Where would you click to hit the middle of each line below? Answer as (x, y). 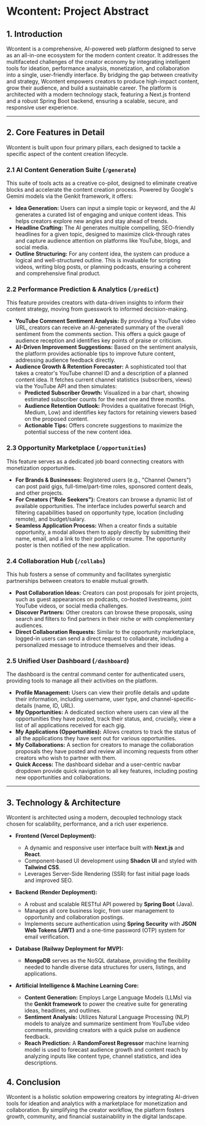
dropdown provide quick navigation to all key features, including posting (106, 771)
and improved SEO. (49, 880)
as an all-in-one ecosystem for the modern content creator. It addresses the (102, 55)
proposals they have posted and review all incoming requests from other (107, 751)
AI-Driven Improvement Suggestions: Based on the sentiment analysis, (106, 347)
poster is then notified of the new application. (73, 545)
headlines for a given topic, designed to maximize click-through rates (103, 234)
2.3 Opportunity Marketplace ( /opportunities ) (76, 448)
